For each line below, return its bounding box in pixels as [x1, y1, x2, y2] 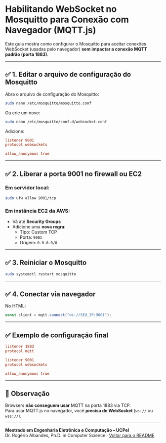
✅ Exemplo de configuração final [5, 331, 109, 339]
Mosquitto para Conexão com [5, 14, 129, 25]
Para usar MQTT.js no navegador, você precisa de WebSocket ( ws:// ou [5, 408, 153, 414]
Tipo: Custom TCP [19, 229, 57, 235]
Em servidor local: [5, 184, 50, 191]
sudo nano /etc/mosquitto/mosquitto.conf [5, 100, 92, 106]
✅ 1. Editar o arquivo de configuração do [5, 70, 131, 79]
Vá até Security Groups [12, 219, 61, 224]
